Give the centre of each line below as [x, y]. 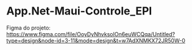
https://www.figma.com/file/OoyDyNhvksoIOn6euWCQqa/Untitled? [91, 34]
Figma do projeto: [28, 28]
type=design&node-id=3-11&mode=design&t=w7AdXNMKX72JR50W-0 [96, 40]
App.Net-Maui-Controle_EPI [79, 11]
